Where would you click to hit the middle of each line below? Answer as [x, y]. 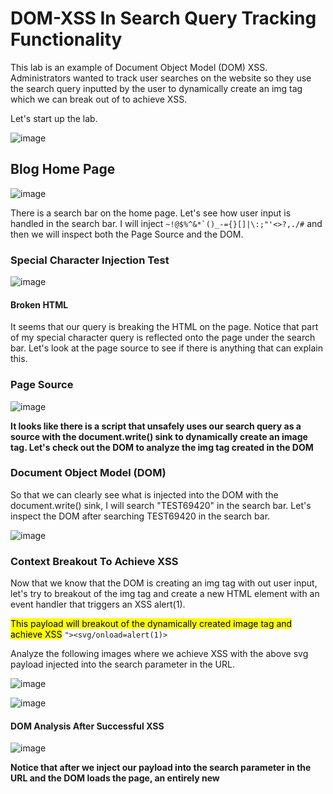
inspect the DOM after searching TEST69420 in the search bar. [140, 516]
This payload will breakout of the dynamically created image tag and [151, 624]
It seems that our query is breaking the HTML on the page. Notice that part [164, 327]
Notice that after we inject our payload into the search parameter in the [161, 768]
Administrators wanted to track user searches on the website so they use [161, 78]
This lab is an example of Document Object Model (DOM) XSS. [139, 67]
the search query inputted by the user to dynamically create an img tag [156, 88]
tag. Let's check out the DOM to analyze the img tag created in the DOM [162, 447]
